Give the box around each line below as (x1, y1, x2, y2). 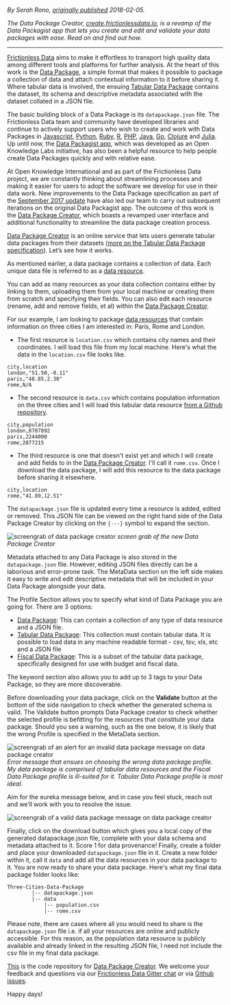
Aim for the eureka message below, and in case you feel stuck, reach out (7, 793, 213, 801)
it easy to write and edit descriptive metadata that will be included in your (7, 575, 214, 583)
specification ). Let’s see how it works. (7, 246, 114, 254)
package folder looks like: (7, 871, 80, 878)
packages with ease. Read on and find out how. (7, 34, 142, 42)
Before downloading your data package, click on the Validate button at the (7, 694, 218, 701)
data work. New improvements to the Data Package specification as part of (7, 189, 219, 197)
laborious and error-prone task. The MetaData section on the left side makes (7, 568, 223, 575)
